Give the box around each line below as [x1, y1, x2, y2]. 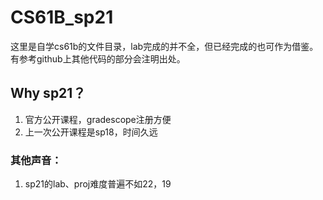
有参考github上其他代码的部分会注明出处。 [10, 52, 186, 65]
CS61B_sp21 [10, 6, 114, 29]
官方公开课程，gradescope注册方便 [24, 113, 172, 125]
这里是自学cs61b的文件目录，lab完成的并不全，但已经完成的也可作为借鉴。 [10, 40, 319, 52]
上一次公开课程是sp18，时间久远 [24, 126, 158, 138]
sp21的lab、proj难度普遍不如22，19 [24, 178, 172, 190]
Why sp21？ [10, 85, 87, 102]
